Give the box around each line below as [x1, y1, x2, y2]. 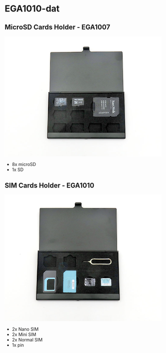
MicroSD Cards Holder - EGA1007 [4, 23, 111, 31]
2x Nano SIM [11, 326, 39, 332]
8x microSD [11, 162, 36, 168]
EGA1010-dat [4, 3, 60, 14]
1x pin [11, 342, 24, 348]
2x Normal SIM [11, 337, 43, 343]
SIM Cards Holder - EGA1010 [4, 181, 95, 189]
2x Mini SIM [11, 332, 36, 338]
